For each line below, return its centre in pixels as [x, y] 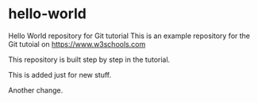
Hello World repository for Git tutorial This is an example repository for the [129, 36]
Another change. [36, 90]
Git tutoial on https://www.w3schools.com [77, 44]
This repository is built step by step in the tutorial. [89, 59]
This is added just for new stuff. [60, 74]
